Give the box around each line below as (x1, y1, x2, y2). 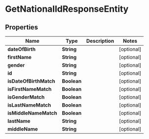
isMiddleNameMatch (7, 110, 57, 116)
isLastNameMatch (7, 102, 51, 109)
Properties (5, 23, 38, 31)
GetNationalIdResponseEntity (5, 3, 129, 15)
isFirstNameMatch (7, 86, 52, 92)
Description (86, 38, 114, 44)
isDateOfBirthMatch (7, 78, 55, 84)
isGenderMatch (7, 94, 45, 100)
